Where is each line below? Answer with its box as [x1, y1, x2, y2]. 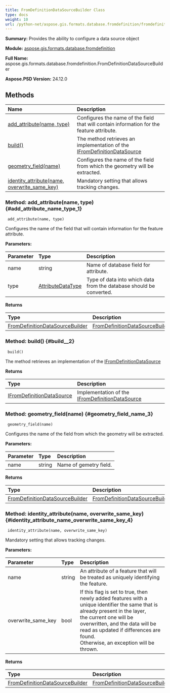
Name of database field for [87, 261, 150, 268]
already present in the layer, [80, 608, 147, 615]
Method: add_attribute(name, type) [5, 199, 94, 206]
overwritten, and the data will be [80, 620, 156, 627]
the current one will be [80, 614, 134, 621]
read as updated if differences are [80, 626, 161, 634]
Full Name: [5, 55, 28, 62]
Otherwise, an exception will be [80, 639, 155, 646]
